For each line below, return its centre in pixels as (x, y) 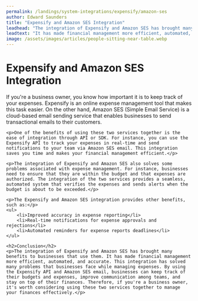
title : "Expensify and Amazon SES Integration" (66, 22)
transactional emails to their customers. (54, 122)
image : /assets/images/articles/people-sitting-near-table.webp (87, 39)
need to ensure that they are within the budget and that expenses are (96, 174)
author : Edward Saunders (37, 17)
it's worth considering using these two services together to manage (93, 287)
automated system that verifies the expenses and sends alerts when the (97, 184)
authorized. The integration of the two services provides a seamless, (96, 179)
